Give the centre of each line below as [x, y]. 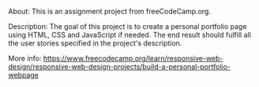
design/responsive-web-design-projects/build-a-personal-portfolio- [120, 67]
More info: [25, 58]
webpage [24, 75]
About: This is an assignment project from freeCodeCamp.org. [110, 11]
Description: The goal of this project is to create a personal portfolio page [128, 26]
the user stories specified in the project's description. [95, 43]
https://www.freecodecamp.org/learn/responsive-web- [133, 58]
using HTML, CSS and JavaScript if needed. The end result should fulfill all [129, 35]
